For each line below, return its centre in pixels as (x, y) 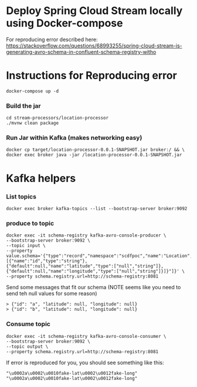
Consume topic (28, 324)
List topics (21, 196)
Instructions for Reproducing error (91, 76)
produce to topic (30, 223)
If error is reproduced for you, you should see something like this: (85, 362)
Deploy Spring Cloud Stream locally (94, 11)
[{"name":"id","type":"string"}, (47, 261)
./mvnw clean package (33, 123)
